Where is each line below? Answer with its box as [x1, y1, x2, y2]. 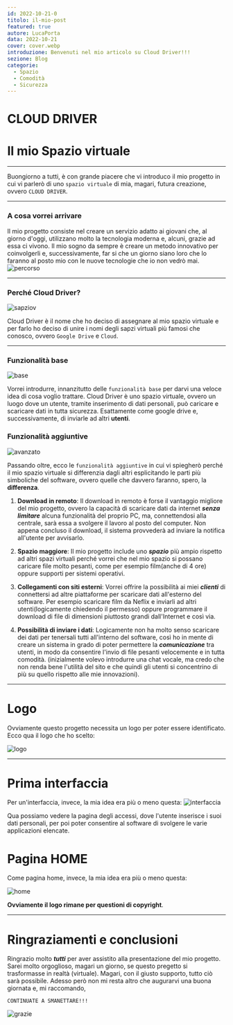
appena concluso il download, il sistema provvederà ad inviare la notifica [17, 526, 225, 534]
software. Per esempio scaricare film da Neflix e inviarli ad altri [17, 597, 197, 605]
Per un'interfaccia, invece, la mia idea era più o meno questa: [7, 798, 182, 807]
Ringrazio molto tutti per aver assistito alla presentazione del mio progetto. [7, 955, 221, 963]
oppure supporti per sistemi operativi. [17, 569, 126, 577]
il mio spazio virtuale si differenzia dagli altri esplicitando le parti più [7, 468, 201, 477]
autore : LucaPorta [7, 29, 60, 37]
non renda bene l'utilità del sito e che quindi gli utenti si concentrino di [17, 662, 218, 671]
